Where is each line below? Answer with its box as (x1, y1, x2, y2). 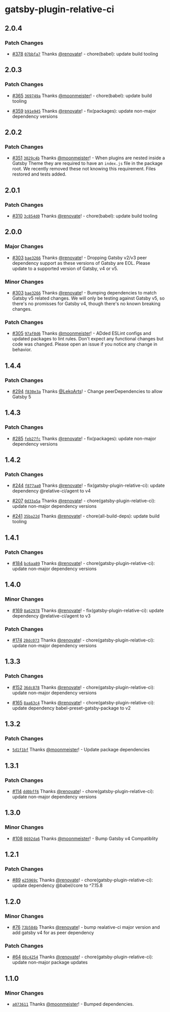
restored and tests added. (12, 171, 67, 177)
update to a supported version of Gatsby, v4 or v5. (12, 265, 118, 271)
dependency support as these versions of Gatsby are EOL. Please (12, 260, 151, 266)
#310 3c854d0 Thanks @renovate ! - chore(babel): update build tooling (12, 213, 158, 219)
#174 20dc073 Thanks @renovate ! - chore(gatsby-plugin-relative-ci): (12, 637, 155, 643)
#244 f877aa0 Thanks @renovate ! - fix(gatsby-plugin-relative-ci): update (12, 482, 165, 488)
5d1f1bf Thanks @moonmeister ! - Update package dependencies (12, 747, 150, 753)
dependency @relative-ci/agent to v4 (12, 488, 91, 494)
